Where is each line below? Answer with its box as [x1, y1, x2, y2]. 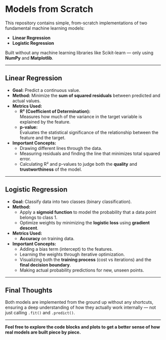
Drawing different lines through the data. [19, 145, 102, 151]
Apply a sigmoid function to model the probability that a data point [19, 209, 157, 215]
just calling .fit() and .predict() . [5, 310, 75, 316]
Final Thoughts [5, 286, 53, 294]
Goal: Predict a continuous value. [12, 87, 81, 93]
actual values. [12, 98, 41, 104]
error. [19, 155, 31, 162]
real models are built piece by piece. [5, 329, 81, 336]
